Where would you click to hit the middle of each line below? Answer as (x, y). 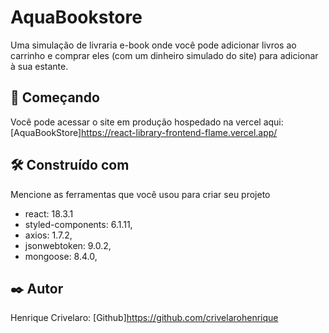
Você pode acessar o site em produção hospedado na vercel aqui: (147, 122)
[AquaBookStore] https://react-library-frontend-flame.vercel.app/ (144, 132)
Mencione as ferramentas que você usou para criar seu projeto (140, 194)
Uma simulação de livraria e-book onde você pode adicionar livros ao (153, 45)
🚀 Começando (55, 97)
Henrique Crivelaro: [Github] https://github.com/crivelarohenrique (144, 318)
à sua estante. (39, 66)
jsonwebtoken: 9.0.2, (68, 245)
